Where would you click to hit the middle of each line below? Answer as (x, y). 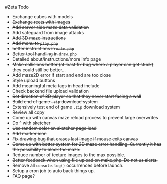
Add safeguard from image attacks (48, 33)
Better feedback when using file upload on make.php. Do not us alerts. (85, 160)
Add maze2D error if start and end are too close (62, 75)
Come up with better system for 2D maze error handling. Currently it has (87, 144)
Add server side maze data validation (51, 27)
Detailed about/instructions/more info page (57, 59)
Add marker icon (29, 134)
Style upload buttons (34, 80)
